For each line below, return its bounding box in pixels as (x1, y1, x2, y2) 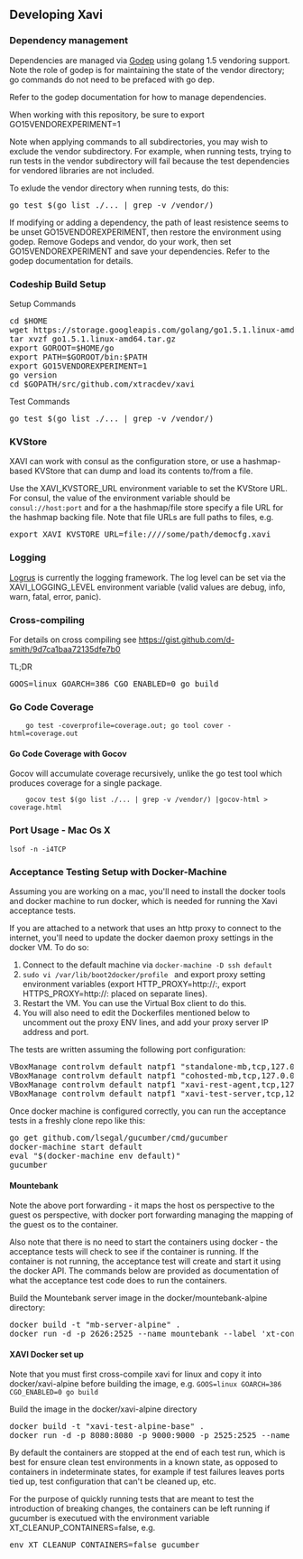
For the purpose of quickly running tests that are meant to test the (9, 1494, 254, 1505)
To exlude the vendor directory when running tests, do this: (9, 182, 230, 193)
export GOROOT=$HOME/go (9, 342, 115, 353)
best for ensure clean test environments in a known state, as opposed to (9, 1457, 278, 1468)
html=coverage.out (9, 729, 78, 739)
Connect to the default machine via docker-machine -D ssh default (22, 959, 273, 970)
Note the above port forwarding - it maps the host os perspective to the (9, 1200, 275, 1211)
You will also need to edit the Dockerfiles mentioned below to (22, 1007, 251, 1018)
